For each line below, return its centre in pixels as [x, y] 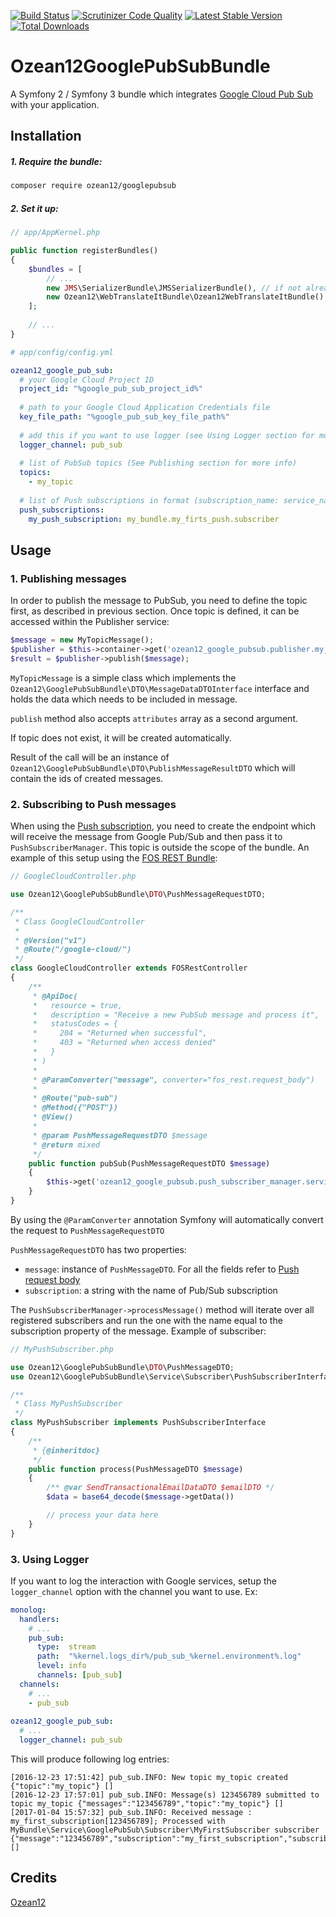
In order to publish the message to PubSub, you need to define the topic [159, 601]
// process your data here [102, 1515]
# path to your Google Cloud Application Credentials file [145, 408]
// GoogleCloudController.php [73, 876]
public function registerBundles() [84, 251]
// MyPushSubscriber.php [62, 1349]
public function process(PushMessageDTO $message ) [136, 1469]
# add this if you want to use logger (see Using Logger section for [167, 435]
